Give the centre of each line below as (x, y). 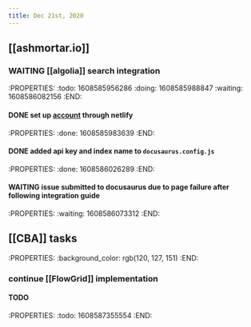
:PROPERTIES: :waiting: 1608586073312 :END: (84, 213)
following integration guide (54, 196)
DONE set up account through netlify (71, 115)
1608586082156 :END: (45, 97)
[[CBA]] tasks (43, 239)
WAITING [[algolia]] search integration (84, 70)
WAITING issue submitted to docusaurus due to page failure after (119, 187)
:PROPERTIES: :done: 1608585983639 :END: (82, 133)
